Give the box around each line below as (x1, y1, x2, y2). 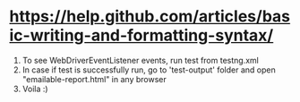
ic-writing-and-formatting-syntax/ (9, 25, 274, 46)
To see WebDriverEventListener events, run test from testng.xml (21, 55, 260, 65)
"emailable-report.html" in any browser (21, 73, 167, 84)
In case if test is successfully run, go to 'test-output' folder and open (21, 64, 276, 75)
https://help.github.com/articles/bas (9, 6, 291, 27)
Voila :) (21, 83, 48, 94)
